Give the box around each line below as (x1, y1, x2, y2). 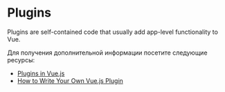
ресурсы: (7, 55, 35, 64)
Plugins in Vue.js (17, 69, 65, 77)
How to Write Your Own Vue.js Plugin (17, 76, 123, 84)
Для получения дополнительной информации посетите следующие (7, 48, 208, 57)
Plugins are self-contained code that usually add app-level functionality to (7, 28, 218, 36)
